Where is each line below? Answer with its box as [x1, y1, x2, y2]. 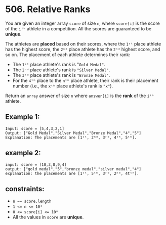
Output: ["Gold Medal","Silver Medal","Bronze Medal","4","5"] [5, 130, 142, 136]
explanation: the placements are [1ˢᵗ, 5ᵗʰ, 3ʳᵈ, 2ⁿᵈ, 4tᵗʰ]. [5, 171, 139, 176]
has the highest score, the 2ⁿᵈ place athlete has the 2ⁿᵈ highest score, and [5, 46, 160, 52]
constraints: [5, 185, 45, 193]
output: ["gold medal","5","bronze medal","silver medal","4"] [5, 166, 142, 171]
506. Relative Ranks [5, 4, 91, 15]
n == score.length [12, 199, 52, 204]
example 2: [5, 149, 41, 157]
